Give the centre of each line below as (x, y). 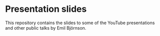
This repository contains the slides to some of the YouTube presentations (80, 23)
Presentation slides (46, 9)
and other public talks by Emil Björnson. (46, 28)
